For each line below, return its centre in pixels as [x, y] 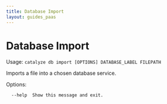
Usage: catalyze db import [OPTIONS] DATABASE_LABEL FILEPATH [83, 62]
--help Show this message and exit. [57, 95]
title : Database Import [35, 11]
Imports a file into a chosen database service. [61, 73]
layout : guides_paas [31, 17]
